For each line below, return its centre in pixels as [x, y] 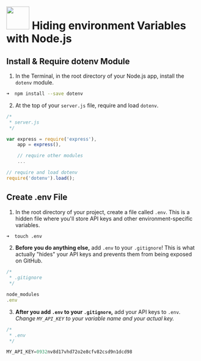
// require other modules [50, 156]
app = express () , [39, 145]
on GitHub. [29, 261]
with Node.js [39, 39]
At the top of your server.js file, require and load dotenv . [87, 105]
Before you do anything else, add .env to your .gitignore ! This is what [105, 248]
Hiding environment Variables [109, 26]
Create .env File [37, 197]
